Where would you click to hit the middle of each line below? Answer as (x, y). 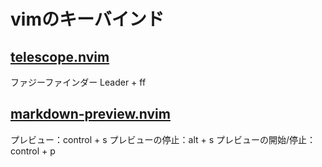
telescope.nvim (60, 56)
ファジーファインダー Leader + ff (78, 82)
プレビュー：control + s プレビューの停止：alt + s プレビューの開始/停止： (163, 139)
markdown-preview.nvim (90, 114)
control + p (33, 151)
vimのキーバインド (87, 19)
